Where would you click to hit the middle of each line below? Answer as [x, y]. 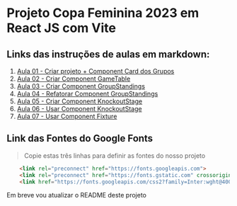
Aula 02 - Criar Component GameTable [74, 79]
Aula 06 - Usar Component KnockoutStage [79, 109]
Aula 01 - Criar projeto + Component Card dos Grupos [96, 71]
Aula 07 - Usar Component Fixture [67, 116]
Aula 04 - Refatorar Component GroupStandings [87, 94]
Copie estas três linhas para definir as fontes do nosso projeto [115, 155]
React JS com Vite [61, 28]
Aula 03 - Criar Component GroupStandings [81, 86]
